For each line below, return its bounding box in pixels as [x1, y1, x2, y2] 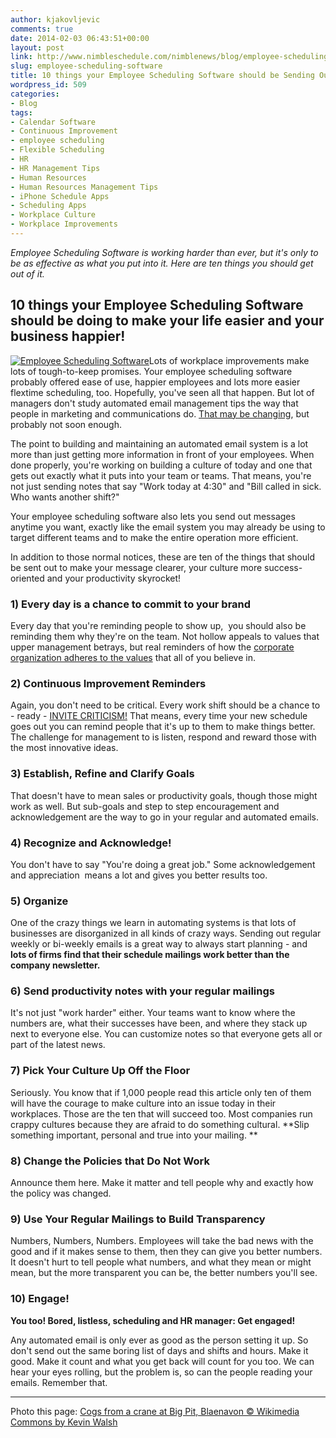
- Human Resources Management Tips [10, 182, 159, 192]
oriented [10, 572, 45, 584]
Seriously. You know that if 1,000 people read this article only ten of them [10, 1086, 312, 1098]
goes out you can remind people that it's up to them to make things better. [10, 721, 316, 733]
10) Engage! [10, 1292, 70, 1306]
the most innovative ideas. [10, 742, 119, 754]
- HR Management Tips [10, 163, 101, 173]
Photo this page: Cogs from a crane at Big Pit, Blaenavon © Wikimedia [10, 1405, 300, 1417]
